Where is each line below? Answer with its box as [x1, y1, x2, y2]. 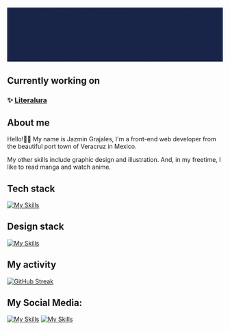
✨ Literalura [7, 95, 48, 105]
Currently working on [7, 75, 101, 86]
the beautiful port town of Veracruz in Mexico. [7, 142, 137, 151]
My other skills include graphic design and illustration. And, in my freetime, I [7, 156, 221, 164]
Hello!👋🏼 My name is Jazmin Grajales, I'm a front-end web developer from [7, 135, 217, 143]
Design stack [7, 221, 64, 233]
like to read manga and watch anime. [7, 163, 112, 172]
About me [7, 117, 50, 128]
